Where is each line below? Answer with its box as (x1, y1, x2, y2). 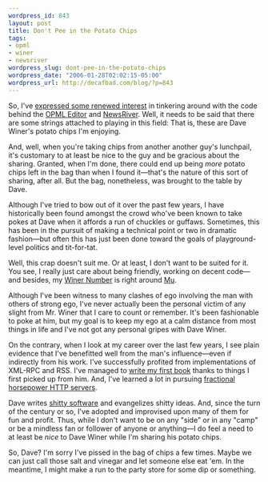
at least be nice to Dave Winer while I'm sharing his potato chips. (8, 432, 222, 441)
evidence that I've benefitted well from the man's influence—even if (8, 348, 232, 358)
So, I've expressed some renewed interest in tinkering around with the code (8, 101, 258, 110)
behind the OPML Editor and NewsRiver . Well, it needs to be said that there (8, 109, 254, 118)
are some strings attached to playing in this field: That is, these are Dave (8, 118, 246, 127)
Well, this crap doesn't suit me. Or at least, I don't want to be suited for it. (8, 258, 250, 267)
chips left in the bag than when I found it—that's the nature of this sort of (8, 167, 249, 177)
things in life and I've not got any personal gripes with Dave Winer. (8, 324, 227, 334)
